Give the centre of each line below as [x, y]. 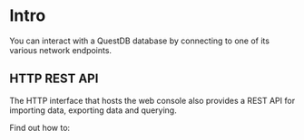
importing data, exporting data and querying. [93, 110]
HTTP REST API [54, 79]
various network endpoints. [60, 50]
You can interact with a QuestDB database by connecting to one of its [140, 41]
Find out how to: [40, 127]
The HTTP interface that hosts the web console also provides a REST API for [152, 100]
